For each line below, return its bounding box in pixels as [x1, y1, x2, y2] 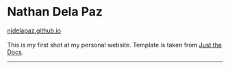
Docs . [7, 48, 24, 56]
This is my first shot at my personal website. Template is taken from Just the [7, 41, 222, 49]
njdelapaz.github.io [7, 26, 62, 34]
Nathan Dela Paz [7, 4, 103, 20]
